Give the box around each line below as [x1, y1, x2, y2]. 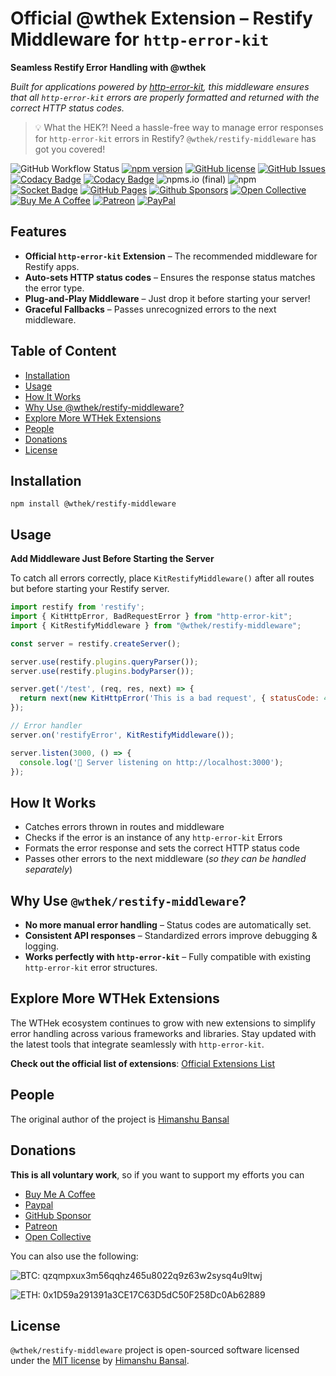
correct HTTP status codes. [10, 102, 125, 114]
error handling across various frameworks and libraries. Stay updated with [10, 1027, 317, 1039]
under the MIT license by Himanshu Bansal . [10, 1355, 190, 1367]
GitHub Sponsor [24, 1209, 92, 1221]
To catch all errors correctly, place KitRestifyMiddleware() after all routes [10, 572, 315, 584]
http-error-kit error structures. [24, 962, 158, 974]
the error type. [24, 282, 85, 294]
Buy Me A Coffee [24, 1188, 96, 1200]
